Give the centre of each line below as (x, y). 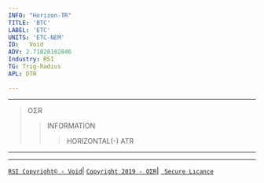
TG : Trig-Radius (35, 67)
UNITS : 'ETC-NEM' (37, 37)
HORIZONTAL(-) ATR (100, 141)
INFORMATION (71, 126)
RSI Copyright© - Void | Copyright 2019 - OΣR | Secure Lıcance (111, 170)
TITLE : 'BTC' (29, 23)
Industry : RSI (31, 60)
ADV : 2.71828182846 (40, 52)
